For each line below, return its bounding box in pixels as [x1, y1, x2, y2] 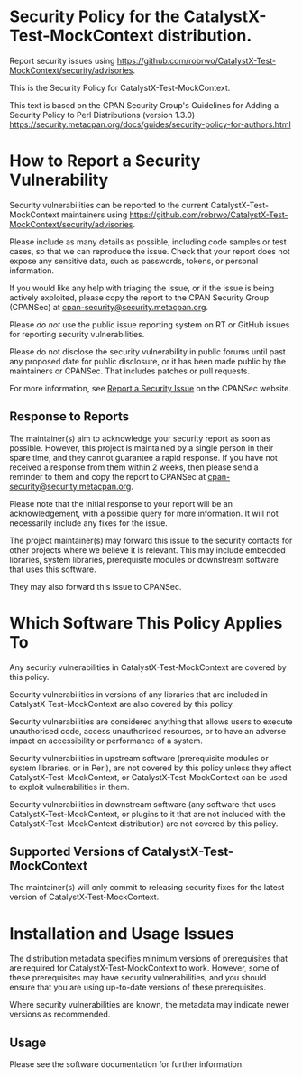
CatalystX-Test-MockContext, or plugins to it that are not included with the [9, 808, 286, 819]
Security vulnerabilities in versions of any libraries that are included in [9, 688, 269, 700]
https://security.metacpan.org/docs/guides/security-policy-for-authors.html [9, 119, 291, 130]
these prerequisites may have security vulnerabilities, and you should [9, 972, 267, 983]
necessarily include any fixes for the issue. [9, 517, 169, 529]
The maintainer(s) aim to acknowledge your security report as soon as [9, 433, 270, 444]
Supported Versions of [9, 844, 140, 860]
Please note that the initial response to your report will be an [9, 498, 233, 509]
